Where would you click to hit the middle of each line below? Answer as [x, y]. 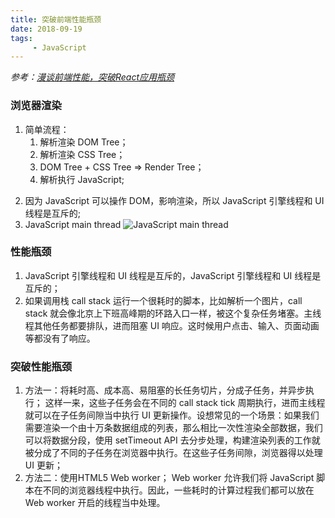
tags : [21, 38]
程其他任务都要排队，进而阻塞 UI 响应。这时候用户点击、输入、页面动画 [172, 325]
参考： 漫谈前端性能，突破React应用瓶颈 [92, 77]
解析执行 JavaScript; [82, 179]
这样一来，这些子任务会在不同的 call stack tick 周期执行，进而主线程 [185, 403]
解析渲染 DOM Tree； [84, 142]
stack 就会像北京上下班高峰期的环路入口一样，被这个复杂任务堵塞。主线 [173, 313]
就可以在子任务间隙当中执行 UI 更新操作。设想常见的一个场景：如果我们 [172, 415]
